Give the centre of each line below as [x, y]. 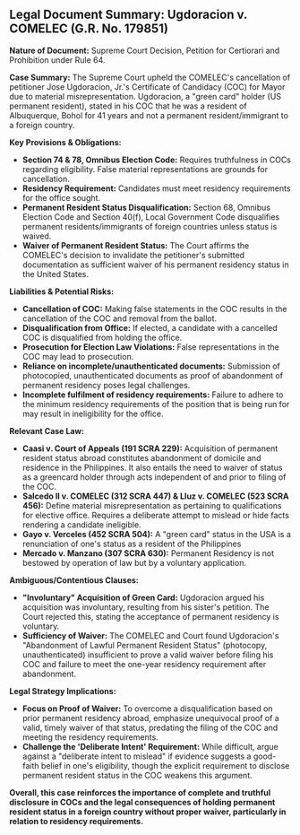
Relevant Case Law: [47, 431]
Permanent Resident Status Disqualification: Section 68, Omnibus [146, 207]
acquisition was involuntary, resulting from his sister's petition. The [146, 607]
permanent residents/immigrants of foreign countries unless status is [150, 226]
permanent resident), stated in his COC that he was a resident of [129, 106]
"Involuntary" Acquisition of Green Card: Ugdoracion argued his [143, 597]
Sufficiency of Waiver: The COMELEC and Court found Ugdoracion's [150, 635]
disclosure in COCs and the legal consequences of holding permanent [142, 802]
